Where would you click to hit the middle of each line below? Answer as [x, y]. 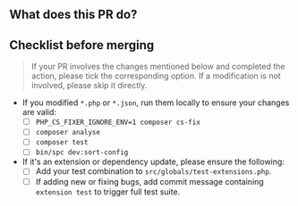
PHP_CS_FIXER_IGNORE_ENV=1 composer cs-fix [118, 123]
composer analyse [68, 133]
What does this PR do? [73, 15]
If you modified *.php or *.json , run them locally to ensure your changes [156, 103]
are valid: [39, 112]
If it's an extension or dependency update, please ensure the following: [153, 162]
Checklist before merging [82, 45]
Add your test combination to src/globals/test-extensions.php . [153, 171]
